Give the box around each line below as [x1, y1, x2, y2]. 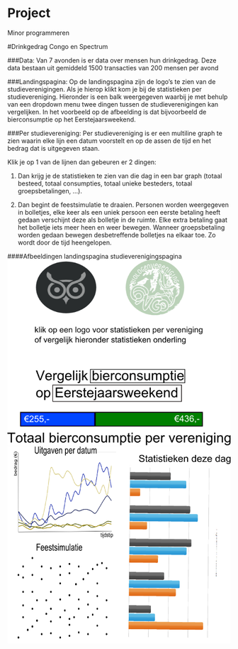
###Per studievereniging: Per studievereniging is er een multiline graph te [7, 129, 223, 137]
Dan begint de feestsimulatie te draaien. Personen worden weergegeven [17, 200, 229, 209]
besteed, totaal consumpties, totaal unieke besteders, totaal [17, 179, 193, 188]
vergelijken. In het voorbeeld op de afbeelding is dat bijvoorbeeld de [7, 107, 207, 116]
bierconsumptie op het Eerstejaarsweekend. [7, 115, 136, 124]
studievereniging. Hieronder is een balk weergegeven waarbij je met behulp [7, 92, 228, 101]
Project [7, 5, 51, 21]
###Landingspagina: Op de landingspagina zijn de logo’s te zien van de [7, 77, 216, 86]
